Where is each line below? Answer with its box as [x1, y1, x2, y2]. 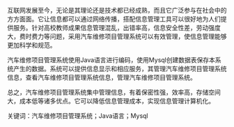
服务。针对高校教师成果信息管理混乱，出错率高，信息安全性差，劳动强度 [13, 24, 221, 31]
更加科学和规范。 [7, 41, 56, 49]
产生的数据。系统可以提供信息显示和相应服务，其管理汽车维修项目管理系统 [13, 65, 227, 73]
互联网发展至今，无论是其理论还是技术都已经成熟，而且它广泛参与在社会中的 [7, 6, 227, 14]
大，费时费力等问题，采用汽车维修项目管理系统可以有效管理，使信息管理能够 [7, 32, 227, 40]
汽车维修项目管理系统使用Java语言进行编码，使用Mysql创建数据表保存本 [7, 56, 216, 64]
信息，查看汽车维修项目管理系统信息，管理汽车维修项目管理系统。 [7, 73, 196, 82]
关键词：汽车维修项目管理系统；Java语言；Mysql [7, 112, 148, 120]
